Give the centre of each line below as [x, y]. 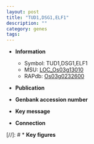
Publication [30, 88]
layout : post [23, 12]
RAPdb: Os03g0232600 [54, 76]
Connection [30, 123]
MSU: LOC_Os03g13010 [54, 70]
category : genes [27, 29]
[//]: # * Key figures [31, 135]
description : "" [27, 23]
